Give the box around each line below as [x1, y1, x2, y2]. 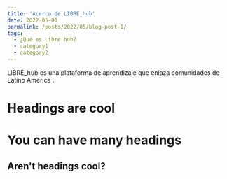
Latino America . [7, 76, 55, 84]
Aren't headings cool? [7, 160, 106, 172]
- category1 [13, 43, 49, 50]
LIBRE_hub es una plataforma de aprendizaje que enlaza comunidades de [7, 68, 220, 77]
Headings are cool [7, 101, 116, 116]
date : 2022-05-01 [7, 17, 58, 24]
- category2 [13, 50, 49, 57]
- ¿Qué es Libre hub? [13, 36, 77, 43]
